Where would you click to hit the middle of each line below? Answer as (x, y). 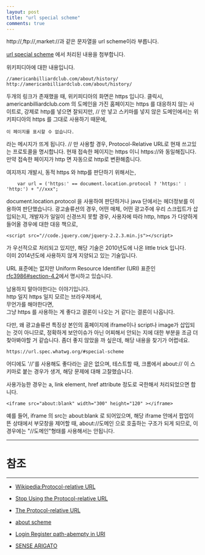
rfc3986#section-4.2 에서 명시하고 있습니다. (59, 276)
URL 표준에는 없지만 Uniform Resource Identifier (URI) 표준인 (81, 269)
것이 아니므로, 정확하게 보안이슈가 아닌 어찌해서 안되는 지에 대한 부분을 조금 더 (105, 333)
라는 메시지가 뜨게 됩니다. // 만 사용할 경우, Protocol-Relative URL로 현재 (93, 144)
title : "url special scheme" (43, 18)
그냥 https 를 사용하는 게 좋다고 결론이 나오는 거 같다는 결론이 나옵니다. (91, 312)
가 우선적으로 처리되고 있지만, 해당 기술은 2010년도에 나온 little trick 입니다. (96, 248)
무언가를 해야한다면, (30, 304)
